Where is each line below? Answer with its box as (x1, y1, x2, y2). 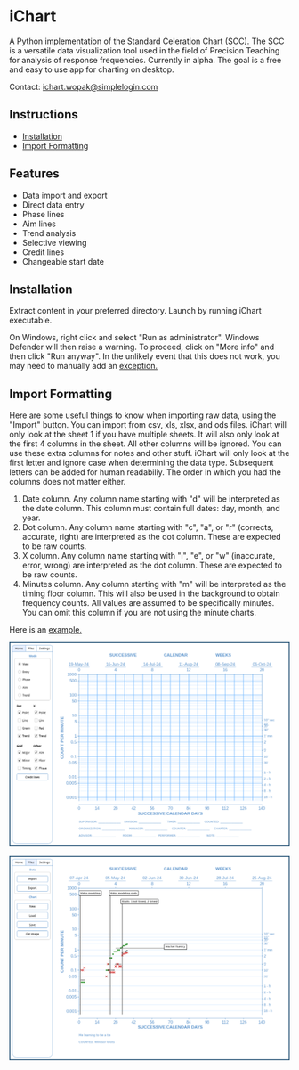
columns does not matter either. (9, 477, 126, 487)
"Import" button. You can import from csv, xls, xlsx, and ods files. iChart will (9, 420, 287, 430)
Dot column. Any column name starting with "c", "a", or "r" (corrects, (21, 522, 274, 533)
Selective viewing (21, 237, 87, 248)
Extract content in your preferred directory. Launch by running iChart (9, 306, 263, 316)
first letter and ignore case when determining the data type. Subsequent (9, 457, 274, 469)
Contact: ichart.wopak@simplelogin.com (9, 81, 158, 92)
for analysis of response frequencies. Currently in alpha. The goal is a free (9, 54, 282, 65)
